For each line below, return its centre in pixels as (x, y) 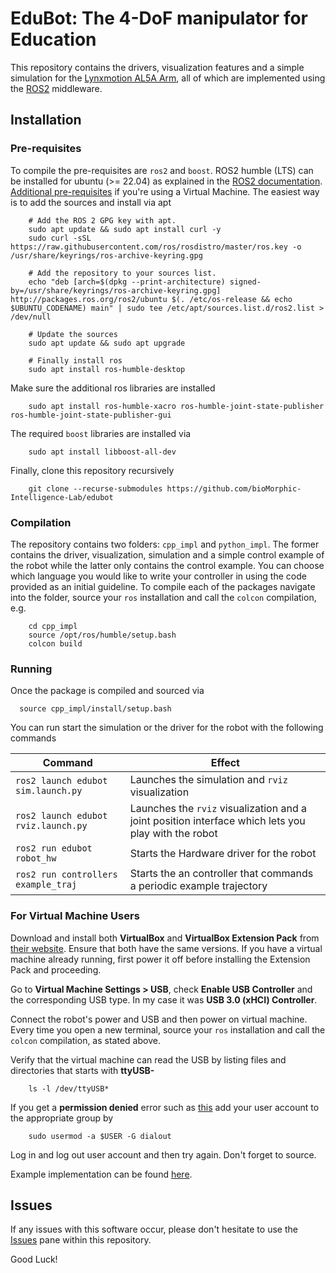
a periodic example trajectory (198, 886)
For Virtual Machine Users (75, 916)
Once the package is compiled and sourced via (107, 691)
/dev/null (31, 317)
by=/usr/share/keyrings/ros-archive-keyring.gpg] (116, 290)
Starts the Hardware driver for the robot (223, 854)
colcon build (55, 643)
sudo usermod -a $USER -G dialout (100, 1136)
